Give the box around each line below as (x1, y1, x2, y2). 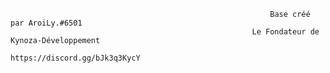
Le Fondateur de (251, 27, 320, 37)
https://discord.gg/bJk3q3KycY (10, 53, 141, 63)
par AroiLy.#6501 (10, 18, 83, 28)
